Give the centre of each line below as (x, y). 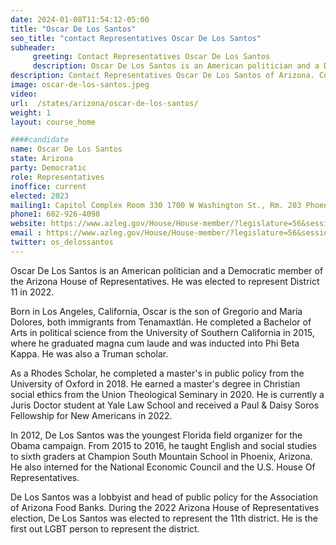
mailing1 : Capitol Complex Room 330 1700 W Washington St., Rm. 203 (156, 205)
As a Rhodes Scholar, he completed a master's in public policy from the (157, 373)
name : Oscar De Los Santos (66, 149)
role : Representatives (57, 177)
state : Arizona (42, 159)
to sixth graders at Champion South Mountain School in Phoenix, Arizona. (161, 456)
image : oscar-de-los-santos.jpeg (80, 85)
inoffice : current (48, 186)
